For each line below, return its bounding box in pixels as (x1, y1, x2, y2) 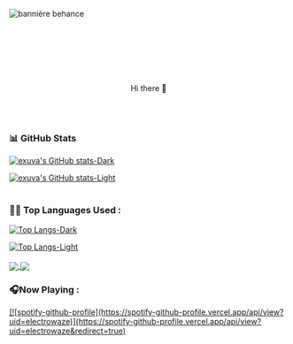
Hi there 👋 (130, 82, 167, 93)
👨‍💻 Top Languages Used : (9, 204, 121, 217)
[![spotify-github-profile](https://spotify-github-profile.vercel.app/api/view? (9, 307, 284, 317)
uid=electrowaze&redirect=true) (9, 325, 127, 336)
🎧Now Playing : (9, 283, 80, 295)
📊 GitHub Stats (9, 132, 77, 144)
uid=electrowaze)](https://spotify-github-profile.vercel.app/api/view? (9, 317, 262, 326)
